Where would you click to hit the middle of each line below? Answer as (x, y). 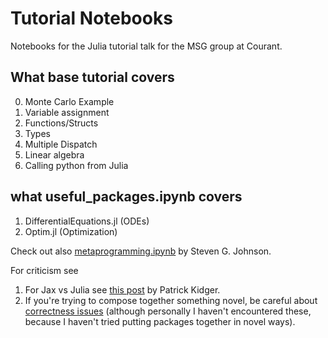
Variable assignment (67, 112)
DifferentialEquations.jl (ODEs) (87, 221)
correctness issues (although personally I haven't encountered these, (168, 311)
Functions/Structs (61, 123)
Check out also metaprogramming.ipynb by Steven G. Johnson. (141, 251)
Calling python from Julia (76, 165)
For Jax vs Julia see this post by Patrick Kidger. (122, 289)
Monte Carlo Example (69, 101)
